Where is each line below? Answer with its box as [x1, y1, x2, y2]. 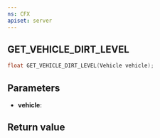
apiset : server [7, 17, 53, 24]
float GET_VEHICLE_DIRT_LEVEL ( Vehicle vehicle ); [7, 62, 154, 70]
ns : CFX [7, 10, 31, 18]
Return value [7, 122, 65, 134]
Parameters [7, 82, 60, 94]
